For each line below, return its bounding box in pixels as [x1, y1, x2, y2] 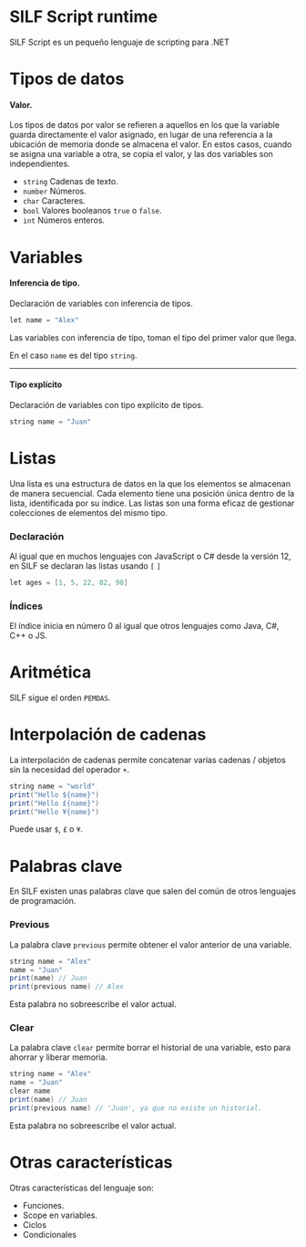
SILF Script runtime [9, 6, 158, 27]
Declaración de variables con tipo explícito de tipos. [9, 399, 204, 410]
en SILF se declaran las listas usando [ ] [9, 560, 161, 571]
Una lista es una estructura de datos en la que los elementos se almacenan [9, 477, 291, 489]
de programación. [9, 896, 76, 906]
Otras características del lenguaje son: [9, 1182, 155, 1193]
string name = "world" [9, 781, 96, 791]
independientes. [9, 158, 70, 170]
